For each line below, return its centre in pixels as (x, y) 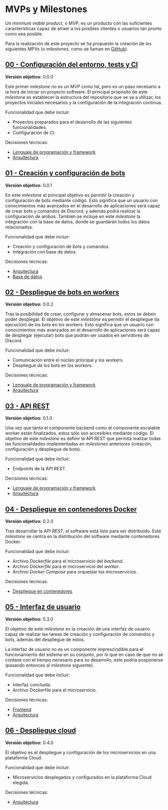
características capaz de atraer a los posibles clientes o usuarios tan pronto (83, 28)
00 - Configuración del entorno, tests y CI (72, 64)
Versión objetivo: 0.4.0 (29, 742)
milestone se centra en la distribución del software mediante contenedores (82, 536)
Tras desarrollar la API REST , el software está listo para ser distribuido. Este (83, 531)
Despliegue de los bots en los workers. (53, 365)
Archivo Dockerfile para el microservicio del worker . (66, 566)
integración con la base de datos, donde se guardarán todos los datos (77, 221)
